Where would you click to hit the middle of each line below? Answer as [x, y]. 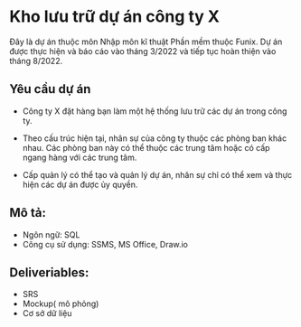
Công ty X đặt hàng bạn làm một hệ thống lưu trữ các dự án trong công [155, 111]
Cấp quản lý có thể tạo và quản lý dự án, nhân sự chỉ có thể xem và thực [157, 174]
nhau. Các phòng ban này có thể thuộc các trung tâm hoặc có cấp [146, 147]
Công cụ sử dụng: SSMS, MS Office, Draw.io [105, 244]
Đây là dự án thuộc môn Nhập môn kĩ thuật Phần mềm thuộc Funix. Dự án [146, 42]
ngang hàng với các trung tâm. [80, 157]
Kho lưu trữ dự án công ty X [114, 17]
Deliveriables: [49, 272]
